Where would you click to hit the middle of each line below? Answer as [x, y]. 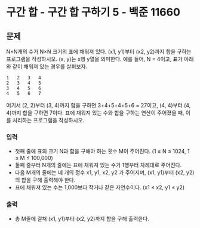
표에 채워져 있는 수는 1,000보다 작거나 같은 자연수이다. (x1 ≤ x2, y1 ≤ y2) [100, 187]
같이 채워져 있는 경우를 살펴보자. [50, 67]
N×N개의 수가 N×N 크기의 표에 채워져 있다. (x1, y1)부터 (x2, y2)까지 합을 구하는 [99, 52]
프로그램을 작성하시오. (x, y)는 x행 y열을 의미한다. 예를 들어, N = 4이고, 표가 [95, 59]
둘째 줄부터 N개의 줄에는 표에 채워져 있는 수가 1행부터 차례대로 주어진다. [98, 165]
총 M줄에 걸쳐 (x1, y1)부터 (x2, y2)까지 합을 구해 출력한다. [82, 218]
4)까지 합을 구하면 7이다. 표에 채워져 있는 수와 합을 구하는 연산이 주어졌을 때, [95, 113]
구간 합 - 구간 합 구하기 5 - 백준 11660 [93, 12]
